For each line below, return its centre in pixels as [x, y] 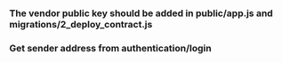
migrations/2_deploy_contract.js [81, 24]
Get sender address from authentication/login [110, 48]
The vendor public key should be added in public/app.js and [141, 13]
